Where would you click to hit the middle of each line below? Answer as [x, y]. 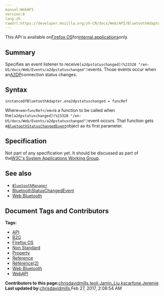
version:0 [15, 14]
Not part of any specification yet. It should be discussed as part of [72, 153]
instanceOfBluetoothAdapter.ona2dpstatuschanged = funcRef [66, 101]
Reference [22, 258]
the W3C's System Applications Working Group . [52, 158]
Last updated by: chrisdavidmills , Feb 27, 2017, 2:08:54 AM [63, 288]
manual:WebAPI [20, 10]
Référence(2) [25, 263]
